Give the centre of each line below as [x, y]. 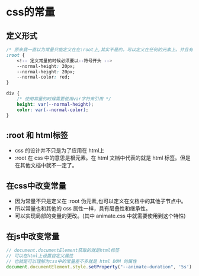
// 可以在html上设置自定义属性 [40, 256]
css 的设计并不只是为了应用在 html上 [60, 151]
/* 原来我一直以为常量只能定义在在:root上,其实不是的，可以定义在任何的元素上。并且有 [100, 50]
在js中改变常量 [33, 236]
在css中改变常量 [36, 186]
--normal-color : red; [43, 77]
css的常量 [31, 12]
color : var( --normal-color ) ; [53, 110]
